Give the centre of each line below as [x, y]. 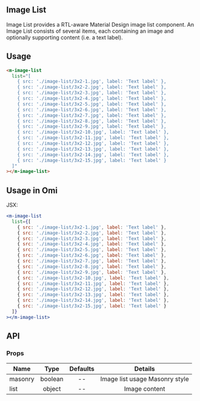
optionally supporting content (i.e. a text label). [65, 37]
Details [145, 369]
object [52, 389]
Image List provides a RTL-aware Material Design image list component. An [100, 24]
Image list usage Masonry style [145, 379]
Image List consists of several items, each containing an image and [90, 31]
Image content [145, 389]
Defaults [82, 369]
